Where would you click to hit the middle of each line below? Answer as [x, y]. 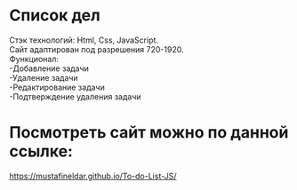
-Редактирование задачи [57, 87]
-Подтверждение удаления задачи [75, 96]
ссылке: [41, 151]
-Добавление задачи [49, 68]
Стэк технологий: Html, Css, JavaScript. [84, 40]
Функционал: [34, 59]
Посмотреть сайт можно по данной [149, 133]
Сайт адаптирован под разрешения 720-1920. [96, 49]
